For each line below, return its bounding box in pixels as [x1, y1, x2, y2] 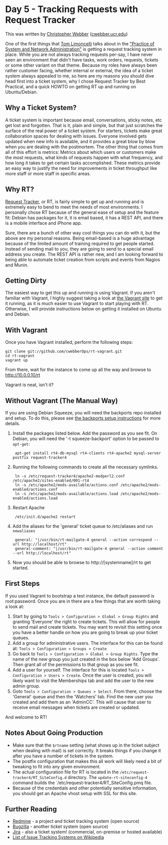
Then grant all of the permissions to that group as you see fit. [12, 661, 139, 668]
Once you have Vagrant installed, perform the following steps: [5, 339, 133, 345]
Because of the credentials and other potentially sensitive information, [12, 785, 158, 791]
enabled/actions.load [12, 496, 58, 501]
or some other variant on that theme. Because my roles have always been [5, 62, 157, 68]
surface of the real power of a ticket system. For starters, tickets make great [5, 128, 162, 134]
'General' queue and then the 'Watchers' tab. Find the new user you [12, 693, 153, 699]
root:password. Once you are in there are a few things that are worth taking [5, 598, 160, 604]
